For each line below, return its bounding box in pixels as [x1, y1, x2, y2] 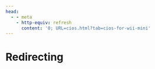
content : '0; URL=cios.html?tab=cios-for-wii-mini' [21, 25, 151, 31]
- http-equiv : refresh [16, 19, 72, 25]
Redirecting [5, 51, 64, 64]
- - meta [11, 14, 32, 20]
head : [5, 8, 19, 15]
